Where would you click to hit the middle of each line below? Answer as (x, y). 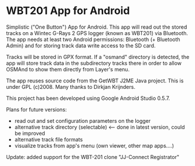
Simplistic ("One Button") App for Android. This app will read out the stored (97, 27)
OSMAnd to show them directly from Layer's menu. (68, 69)
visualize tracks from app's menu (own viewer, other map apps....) (94, 146)
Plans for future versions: (37, 109)
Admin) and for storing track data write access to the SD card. (81, 46)
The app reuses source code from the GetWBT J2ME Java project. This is (95, 81)
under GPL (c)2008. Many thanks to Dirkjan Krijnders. (71, 87)
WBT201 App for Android (68, 11)
